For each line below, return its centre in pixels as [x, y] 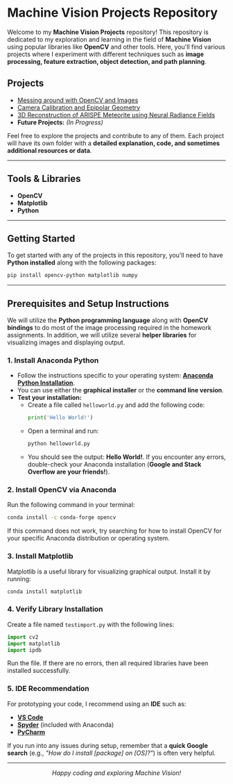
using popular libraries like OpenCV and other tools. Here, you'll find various [116, 47]
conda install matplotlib [44, 592]
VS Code [30, 717]
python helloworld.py [59, 444]
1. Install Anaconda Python [53, 360]
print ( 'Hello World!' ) [60, 418]
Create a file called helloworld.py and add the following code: [116, 405]
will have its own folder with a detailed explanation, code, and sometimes [114, 143]
